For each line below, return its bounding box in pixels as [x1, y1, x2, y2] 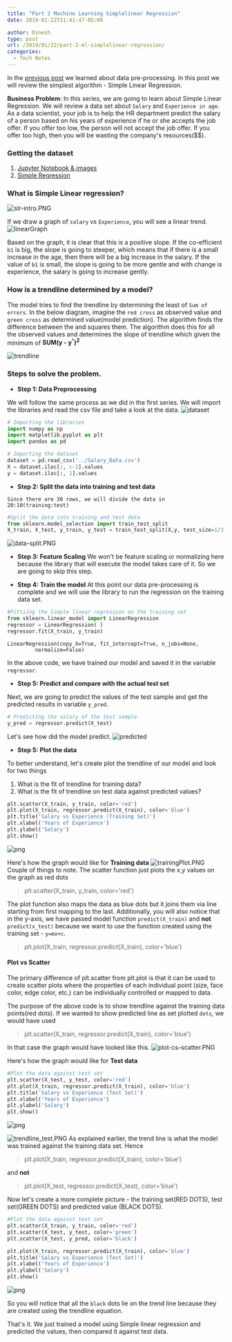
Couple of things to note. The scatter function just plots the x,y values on [7, 865, 215, 874]
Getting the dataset [7, 148, 74, 157]
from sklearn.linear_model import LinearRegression [7, 615, 159, 622]
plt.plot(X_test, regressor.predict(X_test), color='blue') [23, 1182, 178, 1190]
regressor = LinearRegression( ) [7, 622, 104, 629]
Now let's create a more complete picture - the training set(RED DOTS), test [7, 1196, 223, 1204]
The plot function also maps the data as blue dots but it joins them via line [7, 899, 217, 908]
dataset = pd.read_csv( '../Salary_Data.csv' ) [7, 457, 140, 464]
